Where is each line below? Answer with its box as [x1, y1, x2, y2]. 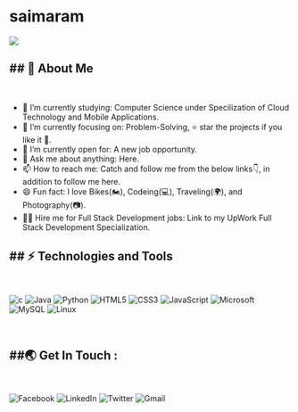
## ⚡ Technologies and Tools [9, 249, 173, 264]
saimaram [9, 6, 85, 27]
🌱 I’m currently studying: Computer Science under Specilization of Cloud [21, 102, 290, 112]
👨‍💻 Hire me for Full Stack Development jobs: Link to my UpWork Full [21, 212, 272, 223]
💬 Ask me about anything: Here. [21, 153, 140, 164]
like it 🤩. [21, 134, 52, 144]
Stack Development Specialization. [21, 221, 151, 233]
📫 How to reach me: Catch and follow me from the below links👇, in [21, 163, 270, 174]
